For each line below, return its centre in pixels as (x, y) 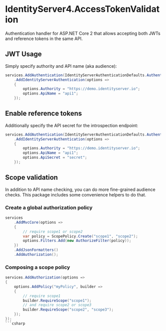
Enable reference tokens (44, 114)
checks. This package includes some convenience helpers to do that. (76, 194)
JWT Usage (23, 54)
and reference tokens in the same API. (44, 39)
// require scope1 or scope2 (53, 232)
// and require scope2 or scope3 (57, 305)
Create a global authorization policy (49, 207)
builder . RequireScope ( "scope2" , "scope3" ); (68, 310)
